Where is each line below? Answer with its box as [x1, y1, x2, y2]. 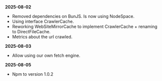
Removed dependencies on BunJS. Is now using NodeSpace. [12, 13, 135, 19]
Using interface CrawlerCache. [12, 19, 74, 24]
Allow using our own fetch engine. [12, 53, 81, 58]
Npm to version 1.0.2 [12, 71, 53, 77]
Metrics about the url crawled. [12, 34, 73, 40]
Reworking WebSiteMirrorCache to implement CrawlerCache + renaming [12, 24, 158, 29]
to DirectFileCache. [12, 29, 51, 34]
